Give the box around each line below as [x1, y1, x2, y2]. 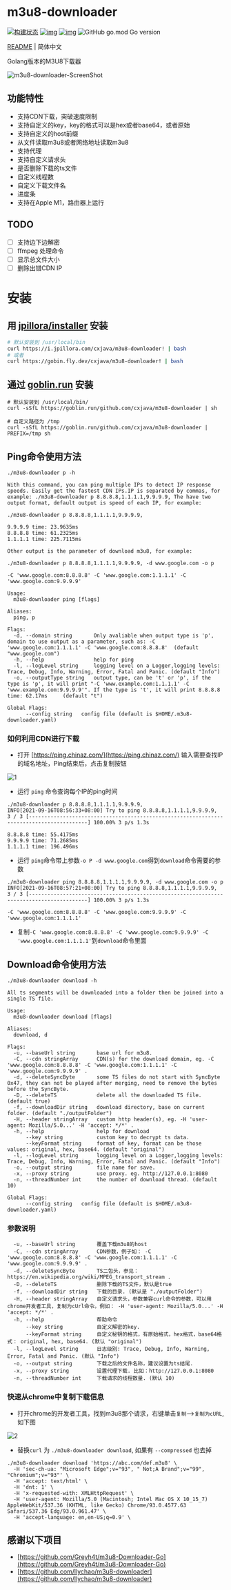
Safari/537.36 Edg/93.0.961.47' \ [7, 1507, 107, 1515]
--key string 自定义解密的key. [25, 1324, 140, 1331]
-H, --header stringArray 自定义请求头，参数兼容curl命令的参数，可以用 [13, 1296, 212, 1303]
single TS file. [7, 995, 54, 1003]
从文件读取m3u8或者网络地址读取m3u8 [17, 138, 129, 146]
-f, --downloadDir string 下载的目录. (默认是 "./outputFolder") [13, 1288, 203, 1296]
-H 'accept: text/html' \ [13, 1478, 88, 1485]
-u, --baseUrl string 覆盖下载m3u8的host [13, 1241, 148, 1248]
